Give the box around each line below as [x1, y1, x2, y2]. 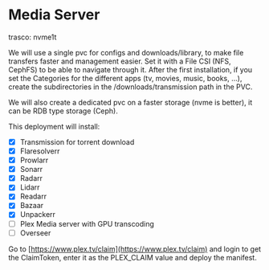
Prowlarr [19, 155, 49, 166]
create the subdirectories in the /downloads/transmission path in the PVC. [8, 82, 253, 92]
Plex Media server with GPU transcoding [19, 219, 155, 228]
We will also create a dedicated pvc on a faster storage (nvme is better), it [8, 97, 253, 107]
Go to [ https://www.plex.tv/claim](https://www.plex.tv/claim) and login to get [8, 243, 262, 254]
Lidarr [19, 182, 40, 192]
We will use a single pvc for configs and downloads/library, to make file [8, 47, 244, 57]
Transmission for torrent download [19, 137, 135, 146]
